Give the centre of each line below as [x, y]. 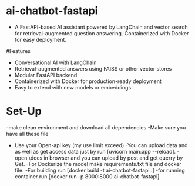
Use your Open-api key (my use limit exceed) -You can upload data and [101, 145]
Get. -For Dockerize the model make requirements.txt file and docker [98, 164]
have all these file [27, 134]
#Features [19, 51]
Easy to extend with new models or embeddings [73, 87]
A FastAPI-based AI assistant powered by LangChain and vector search [101, 27]
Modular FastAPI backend [46, 75]
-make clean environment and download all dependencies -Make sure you [96, 127]
